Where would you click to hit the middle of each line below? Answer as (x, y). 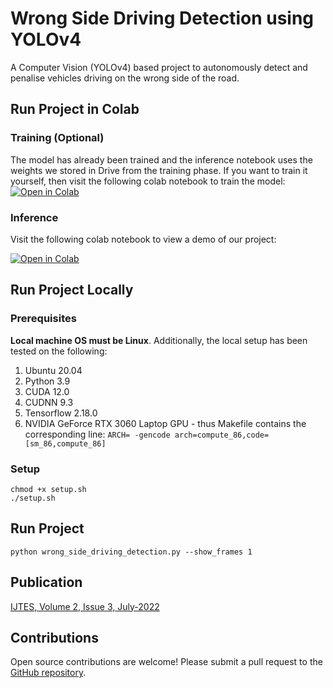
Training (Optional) (57, 138)
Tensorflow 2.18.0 (61, 413)
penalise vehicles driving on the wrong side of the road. (125, 78)
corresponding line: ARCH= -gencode (97, 434)
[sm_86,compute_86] (65, 443)
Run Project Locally (72, 290)
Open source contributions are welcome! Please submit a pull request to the (166, 662)
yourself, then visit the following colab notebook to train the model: (148, 181)
